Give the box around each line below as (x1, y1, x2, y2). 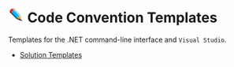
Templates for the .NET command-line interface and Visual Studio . (8, 35, 227, 44)
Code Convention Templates (27, 9, 218, 27)
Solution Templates (19, 50, 83, 59)
